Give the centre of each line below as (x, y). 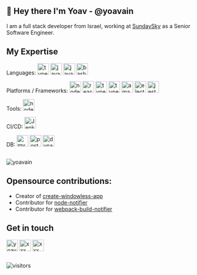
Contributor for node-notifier (51, 202)
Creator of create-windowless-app (59, 196)
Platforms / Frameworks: (37, 90)
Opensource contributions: (59, 181)
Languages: (21, 72)
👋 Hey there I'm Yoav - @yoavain (70, 11)
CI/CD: (15, 127)
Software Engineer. (31, 32)
